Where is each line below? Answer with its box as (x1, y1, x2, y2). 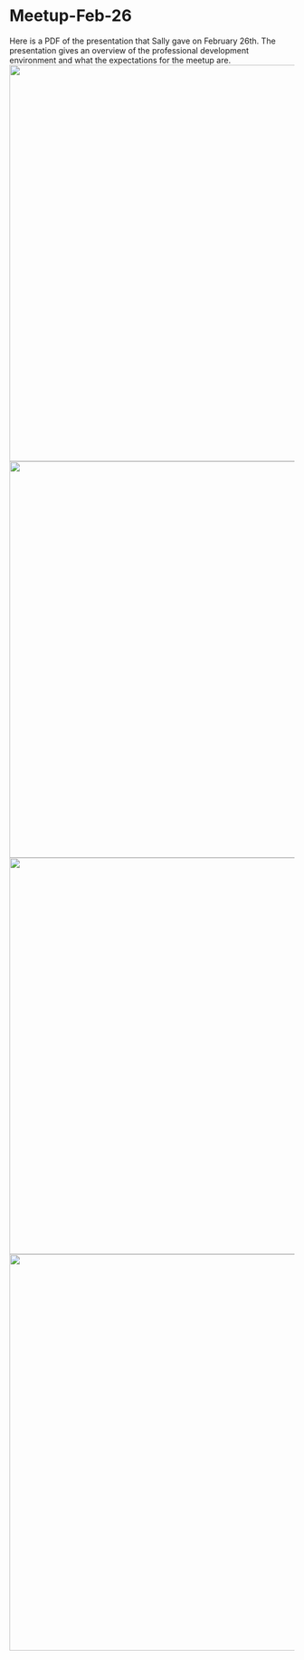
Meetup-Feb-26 (9, 5, 133, 26)
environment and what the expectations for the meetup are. (9, 54, 232, 65)
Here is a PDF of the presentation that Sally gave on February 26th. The (9, 35, 276, 46)
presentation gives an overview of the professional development (9, 44, 250, 55)
